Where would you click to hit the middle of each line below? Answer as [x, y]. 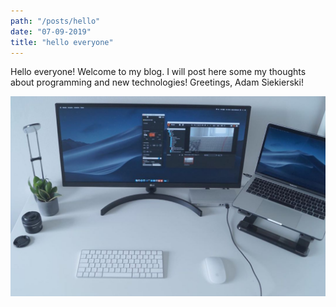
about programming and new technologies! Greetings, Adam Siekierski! [157, 82]
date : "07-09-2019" [51, 31]
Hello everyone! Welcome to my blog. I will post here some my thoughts [158, 72]
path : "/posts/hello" [55, 21]
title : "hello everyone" [62, 42]
